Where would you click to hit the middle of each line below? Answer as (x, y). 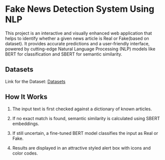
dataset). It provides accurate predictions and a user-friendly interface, (77, 43)
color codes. (25, 153)
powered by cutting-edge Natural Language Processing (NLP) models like (80, 49)
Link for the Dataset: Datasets (35, 81)
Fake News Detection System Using (80, 9)
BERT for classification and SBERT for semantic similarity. (64, 54)
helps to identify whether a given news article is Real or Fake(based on (77, 38)
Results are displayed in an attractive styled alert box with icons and (82, 148)
